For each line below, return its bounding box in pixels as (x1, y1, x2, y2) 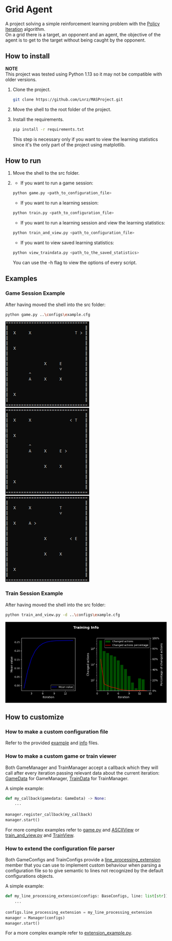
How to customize (5, 712, 64, 721)
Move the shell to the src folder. (12, 170, 80, 176)
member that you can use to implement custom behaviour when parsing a (5, 862, 161, 869)
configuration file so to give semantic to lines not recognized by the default (5, 868, 164, 874)
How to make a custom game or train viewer (5, 752, 117, 760)
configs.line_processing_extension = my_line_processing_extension (5, 910, 153, 915)
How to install (5, 52, 50, 61)
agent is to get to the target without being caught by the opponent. (5, 37, 146, 43)
